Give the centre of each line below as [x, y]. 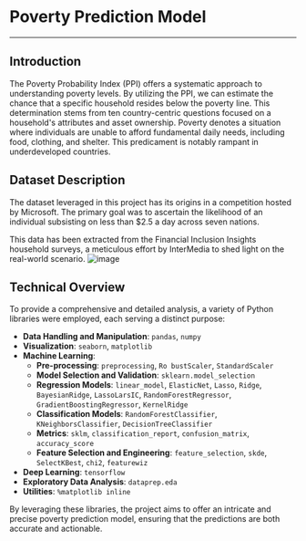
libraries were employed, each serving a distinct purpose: [117, 319]
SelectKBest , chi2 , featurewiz [92, 463]
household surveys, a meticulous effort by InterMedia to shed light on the [147, 249]
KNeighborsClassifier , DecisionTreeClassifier [124, 424]
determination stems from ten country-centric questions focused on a [140, 112]
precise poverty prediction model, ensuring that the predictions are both [145, 519]
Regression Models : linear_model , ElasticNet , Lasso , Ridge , [149, 385]
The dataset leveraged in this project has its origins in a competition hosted [151, 202]
